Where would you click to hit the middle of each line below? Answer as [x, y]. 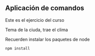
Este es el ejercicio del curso [35, 20]
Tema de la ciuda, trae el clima [37, 30]
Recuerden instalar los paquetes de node [47, 39]
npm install [17, 48]
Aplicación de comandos [45, 8]
